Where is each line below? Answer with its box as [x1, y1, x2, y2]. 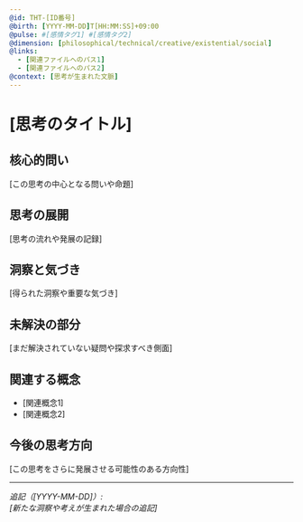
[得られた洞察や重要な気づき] [9, 288, 119, 299]
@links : [9, 47, 39, 56]
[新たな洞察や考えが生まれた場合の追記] [9, 502, 158, 513]
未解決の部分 [9, 317, 81, 332]
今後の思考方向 [9, 438, 93, 453]
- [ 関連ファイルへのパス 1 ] [17, 55, 106, 64]
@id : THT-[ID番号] [9, 13, 76, 23]
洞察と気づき [9, 261, 81, 277]
